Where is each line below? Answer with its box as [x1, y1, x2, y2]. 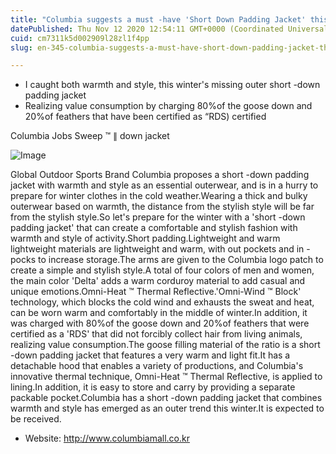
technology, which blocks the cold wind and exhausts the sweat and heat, [10, 296, 315, 308]
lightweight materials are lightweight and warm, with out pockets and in [10, 243, 305, 255]
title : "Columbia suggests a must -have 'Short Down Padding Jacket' [10, 14, 307, 25]
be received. [10, 413, 62, 425]
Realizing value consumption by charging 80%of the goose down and [24, 100, 313, 112]
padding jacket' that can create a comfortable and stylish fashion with [10, 222, 298, 234]
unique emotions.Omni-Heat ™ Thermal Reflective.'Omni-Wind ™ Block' [10, 286, 302, 298]
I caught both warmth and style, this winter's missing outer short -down [24, 79, 321, 91]
